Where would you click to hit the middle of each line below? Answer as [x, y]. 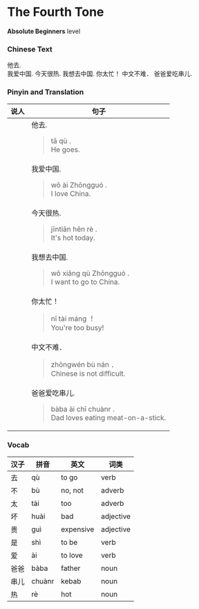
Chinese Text [30, 49]
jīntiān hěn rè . [74, 229]
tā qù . [61, 140]
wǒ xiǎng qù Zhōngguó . [90, 273]
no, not [73, 490]
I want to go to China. [85, 282]
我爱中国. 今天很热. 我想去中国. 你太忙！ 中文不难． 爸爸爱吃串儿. [99, 74]
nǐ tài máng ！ [73, 318]
